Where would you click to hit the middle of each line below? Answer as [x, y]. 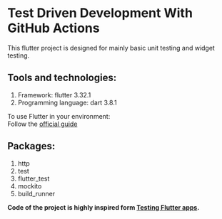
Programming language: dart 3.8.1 [67, 102]
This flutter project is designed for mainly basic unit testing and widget [111, 48]
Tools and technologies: [62, 78]
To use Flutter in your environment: [59, 116]
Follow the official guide [42, 124]
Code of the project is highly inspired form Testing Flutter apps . [104, 207]
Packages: [31, 146]
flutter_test [34, 178]
